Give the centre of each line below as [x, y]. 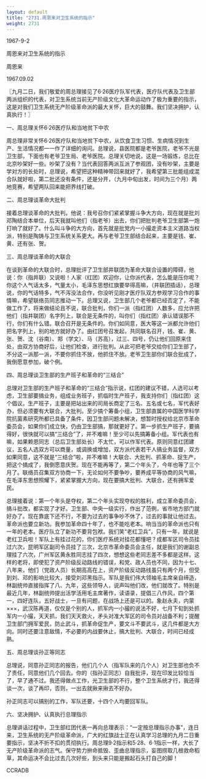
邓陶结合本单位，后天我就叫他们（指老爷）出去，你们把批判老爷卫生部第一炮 [103, 221]
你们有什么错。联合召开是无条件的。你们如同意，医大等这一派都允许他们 [108, 324]
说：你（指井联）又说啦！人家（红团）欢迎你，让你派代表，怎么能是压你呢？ [103, 278]
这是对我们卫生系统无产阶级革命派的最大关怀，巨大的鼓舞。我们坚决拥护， [100, 107]
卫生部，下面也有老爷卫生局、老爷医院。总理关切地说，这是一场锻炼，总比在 [103, 156]
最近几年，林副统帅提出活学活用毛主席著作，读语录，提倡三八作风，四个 [97, 593]
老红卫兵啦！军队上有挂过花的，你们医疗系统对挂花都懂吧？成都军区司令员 [100, 539]
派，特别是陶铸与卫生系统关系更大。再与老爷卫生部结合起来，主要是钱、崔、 [103, 236]
